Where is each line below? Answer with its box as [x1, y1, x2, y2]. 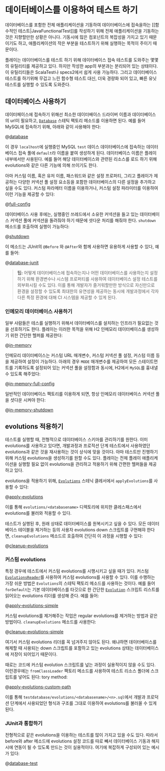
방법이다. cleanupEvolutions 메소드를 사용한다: [5, 619, 97, 625]
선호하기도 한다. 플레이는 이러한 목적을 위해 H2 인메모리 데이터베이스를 [10, 326, 146, 332]
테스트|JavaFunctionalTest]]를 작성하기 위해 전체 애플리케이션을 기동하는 [18, 28, 159, 34]
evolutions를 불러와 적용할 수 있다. [5, 510, 72, 516]
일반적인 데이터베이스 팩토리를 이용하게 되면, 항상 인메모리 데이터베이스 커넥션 [5, 391, 155, 397]
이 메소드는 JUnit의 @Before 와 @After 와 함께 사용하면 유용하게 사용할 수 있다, [5, 244, 154, 249]
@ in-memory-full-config [5, 381, 55, 387]
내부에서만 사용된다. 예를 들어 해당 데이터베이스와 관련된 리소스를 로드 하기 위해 [5, 156, 157, 162]
